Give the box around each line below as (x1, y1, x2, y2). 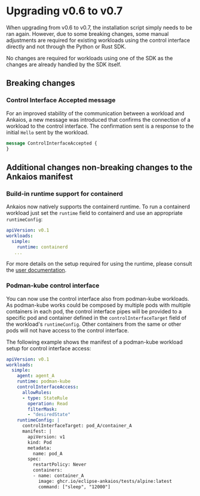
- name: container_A (32, 473, 84, 479)
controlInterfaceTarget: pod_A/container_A (21, 423, 133, 429)
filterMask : (27, 406, 58, 412)
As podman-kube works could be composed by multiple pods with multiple (6, 301, 191, 309)
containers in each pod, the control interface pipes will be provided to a (6, 307, 182, 315)
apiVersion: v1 (27, 434, 66, 440)
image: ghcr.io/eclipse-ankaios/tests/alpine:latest (38, 478, 172, 484)
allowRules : (21, 389, 52, 395)
